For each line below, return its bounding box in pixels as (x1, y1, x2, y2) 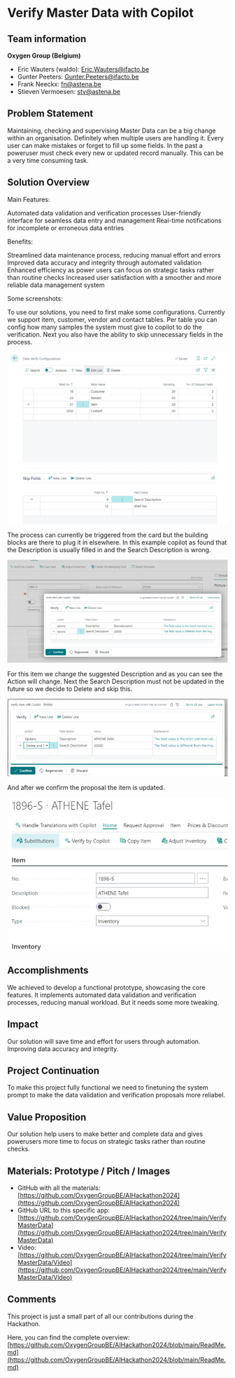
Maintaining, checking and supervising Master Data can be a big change (7, 126, 216, 135)
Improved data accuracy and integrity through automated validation (7, 258, 201, 267)
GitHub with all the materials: (17, 1184, 101, 1192)
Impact (7, 1019, 38, 1031)
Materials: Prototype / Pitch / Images (7, 1165, 171, 1177)
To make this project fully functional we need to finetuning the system (7, 1083, 208, 1092)
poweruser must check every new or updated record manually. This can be (7, 149, 224, 157)
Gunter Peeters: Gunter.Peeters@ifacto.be (17, 72, 139, 81)
